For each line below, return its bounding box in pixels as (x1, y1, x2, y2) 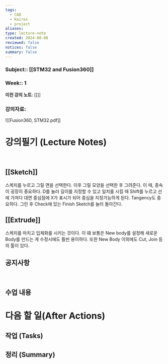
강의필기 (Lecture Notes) (5, 136, 107, 148)
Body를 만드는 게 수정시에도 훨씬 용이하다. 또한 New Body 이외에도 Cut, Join (5, 236, 157, 242)
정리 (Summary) (5, 350, 55, 359)
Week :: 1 (5, 80, 27, 87)
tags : (5, 7, 17, 13)
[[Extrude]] (5, 216, 41, 225)
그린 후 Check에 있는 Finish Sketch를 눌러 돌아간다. (20, 201, 123, 207)
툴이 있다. (10, 242, 30, 248)
